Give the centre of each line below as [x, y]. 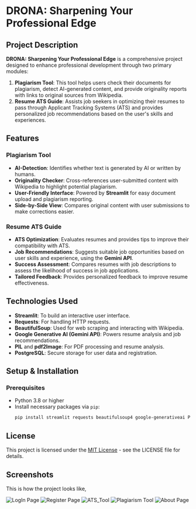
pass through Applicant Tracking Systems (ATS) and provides [89, 107]
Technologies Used [42, 301]
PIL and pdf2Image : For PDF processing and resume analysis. [90, 346]
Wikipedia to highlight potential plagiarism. [66, 186]
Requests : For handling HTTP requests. [62, 322]
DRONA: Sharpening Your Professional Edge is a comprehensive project [94, 59]
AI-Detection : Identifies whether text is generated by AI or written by [98, 168]
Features [23, 139]
